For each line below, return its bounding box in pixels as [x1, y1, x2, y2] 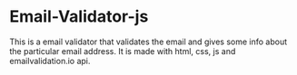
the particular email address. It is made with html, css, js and [9, 45, 236, 56]
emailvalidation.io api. [9, 55, 91, 66]
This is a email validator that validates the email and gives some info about [9, 36, 288, 47]
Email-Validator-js [9, 6, 149, 27]
